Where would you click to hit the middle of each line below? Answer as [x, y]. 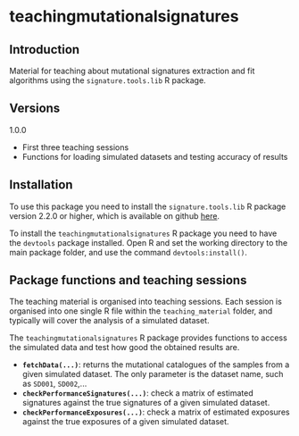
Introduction [45, 50]
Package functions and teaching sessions [128, 280]
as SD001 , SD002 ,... [54, 384]
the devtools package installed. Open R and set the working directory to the [149, 242]
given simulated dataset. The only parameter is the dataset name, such [153, 374]
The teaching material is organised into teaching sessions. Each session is [146, 302]
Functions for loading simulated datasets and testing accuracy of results [155, 156]
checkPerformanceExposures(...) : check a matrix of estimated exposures [156, 412]
